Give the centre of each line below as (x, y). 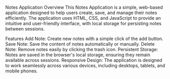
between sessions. (25, 29)
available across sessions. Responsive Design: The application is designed (84, 60)
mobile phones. (22, 71)
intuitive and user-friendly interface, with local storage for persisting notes (83, 23)
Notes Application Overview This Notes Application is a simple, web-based (84, 7)
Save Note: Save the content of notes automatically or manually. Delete (80, 44)
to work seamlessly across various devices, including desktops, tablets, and (85, 66)
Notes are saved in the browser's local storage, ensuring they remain (78, 55)
